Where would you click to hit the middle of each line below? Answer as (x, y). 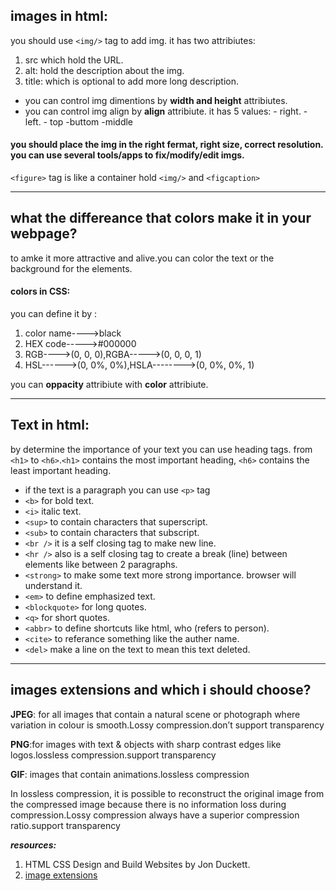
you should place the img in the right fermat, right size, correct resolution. (167, 145)
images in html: (59, 16)
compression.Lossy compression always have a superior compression (155, 815)
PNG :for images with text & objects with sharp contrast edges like (146, 744)
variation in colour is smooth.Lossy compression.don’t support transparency (167, 725)
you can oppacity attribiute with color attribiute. (109, 385)
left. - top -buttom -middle (79, 121)
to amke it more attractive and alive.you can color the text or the (142, 258)
